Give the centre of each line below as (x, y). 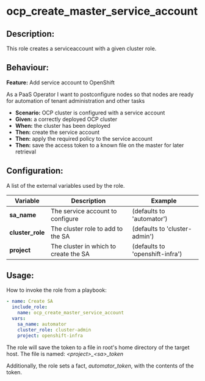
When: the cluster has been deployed (63, 125)
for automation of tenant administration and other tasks (76, 101)
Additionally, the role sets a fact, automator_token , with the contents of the (100, 366)
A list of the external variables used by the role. (66, 185)
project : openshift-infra (50, 335)
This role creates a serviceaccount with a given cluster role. (81, 48)
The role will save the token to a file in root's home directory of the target (98, 347)
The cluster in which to (84, 246)
